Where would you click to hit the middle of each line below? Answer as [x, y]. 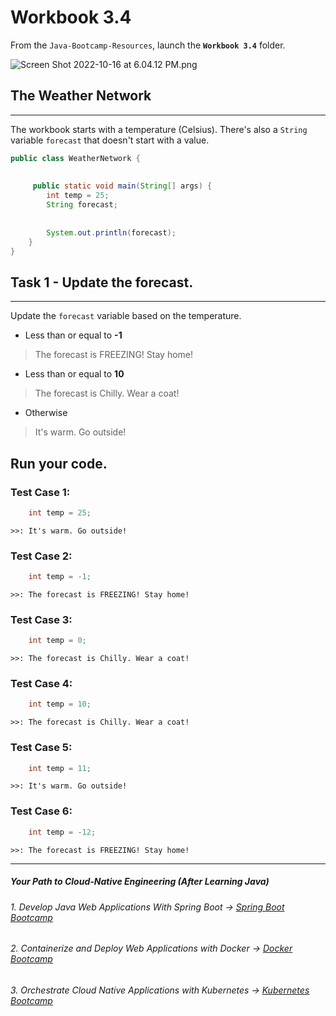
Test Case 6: [41, 811]
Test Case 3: [41, 619]
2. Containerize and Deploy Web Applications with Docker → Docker [151, 948]
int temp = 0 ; [57, 641]
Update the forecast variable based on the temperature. [126, 316]
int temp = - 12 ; [62, 832]
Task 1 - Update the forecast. [102, 282]
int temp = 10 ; [60, 704]
